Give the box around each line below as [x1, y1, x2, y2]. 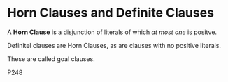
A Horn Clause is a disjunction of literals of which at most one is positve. [7, 28, 218, 36]
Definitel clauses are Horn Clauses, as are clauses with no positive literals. [7, 41, 222, 49]
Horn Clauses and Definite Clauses [7, 5, 215, 21]
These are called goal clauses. [7, 54, 96, 63]
